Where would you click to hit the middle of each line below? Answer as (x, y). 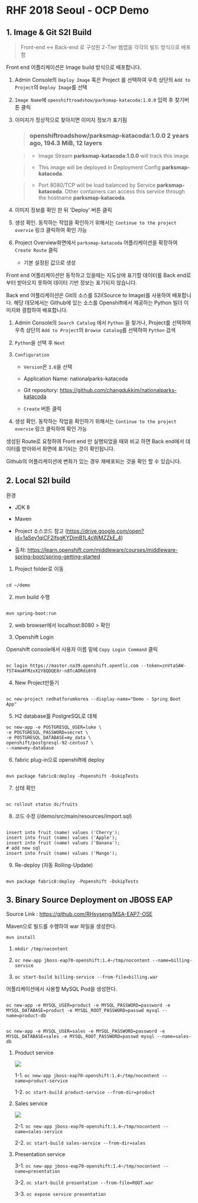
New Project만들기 (37, 683)
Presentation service (40, 1154)
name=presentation (37, 1171)
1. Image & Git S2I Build (49, 32)
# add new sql (24, 848)
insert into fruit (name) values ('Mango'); (62, 854)
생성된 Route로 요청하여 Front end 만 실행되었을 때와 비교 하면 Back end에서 (95, 441)
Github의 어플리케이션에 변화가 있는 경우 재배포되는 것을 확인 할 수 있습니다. (94, 462)
